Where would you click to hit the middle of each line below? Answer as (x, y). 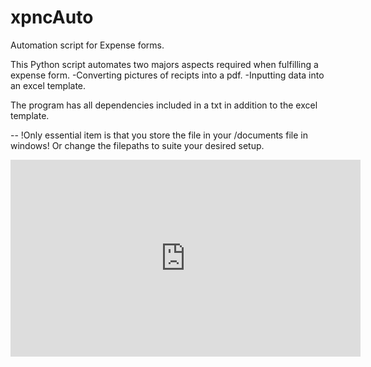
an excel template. (48, 85)
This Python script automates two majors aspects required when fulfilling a (164, 64)
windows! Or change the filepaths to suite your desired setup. (137, 145)
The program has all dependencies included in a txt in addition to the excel (164, 105)
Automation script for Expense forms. (87, 45)
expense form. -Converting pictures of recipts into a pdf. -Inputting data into (167, 75)
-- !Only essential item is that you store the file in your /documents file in (159, 135)
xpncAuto (52, 17)
